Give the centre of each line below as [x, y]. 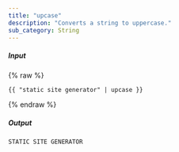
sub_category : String [44, 30]
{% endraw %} [32, 104]
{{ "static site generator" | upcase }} [76, 90]
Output [20, 123]
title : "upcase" [35, 15]
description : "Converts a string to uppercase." [90, 23]
